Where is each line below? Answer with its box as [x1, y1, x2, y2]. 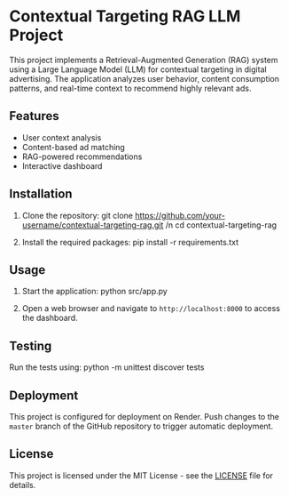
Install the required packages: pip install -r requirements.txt [21, 236, 239, 247]
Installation [9, 187, 73, 202]
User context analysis [21, 132, 102, 143]
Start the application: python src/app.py [21, 286, 168, 297]
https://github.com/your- [134, 210, 226, 220]
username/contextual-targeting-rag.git [21, 220, 164, 230]
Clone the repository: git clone [21, 210, 133, 220]
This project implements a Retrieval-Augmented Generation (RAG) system [9, 54, 278, 65]
